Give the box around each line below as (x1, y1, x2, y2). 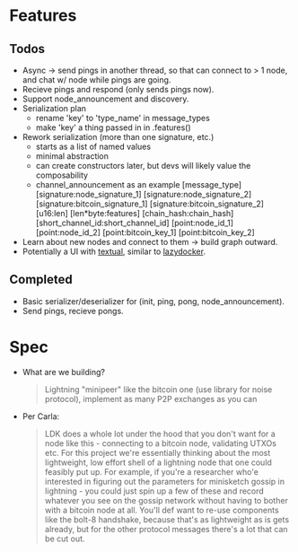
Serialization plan (22, 103, 87, 113)
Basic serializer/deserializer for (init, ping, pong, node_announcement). (22, 295, 285, 306)
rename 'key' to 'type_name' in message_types (35, 113, 211, 123)
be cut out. (44, 533, 85, 544)
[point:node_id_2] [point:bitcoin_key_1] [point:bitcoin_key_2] (35, 227, 256, 238)
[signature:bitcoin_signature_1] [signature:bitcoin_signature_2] (35, 198, 265, 209)
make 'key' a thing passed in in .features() (35, 122, 191, 133)
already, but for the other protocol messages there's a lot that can (44, 523, 289, 534)
